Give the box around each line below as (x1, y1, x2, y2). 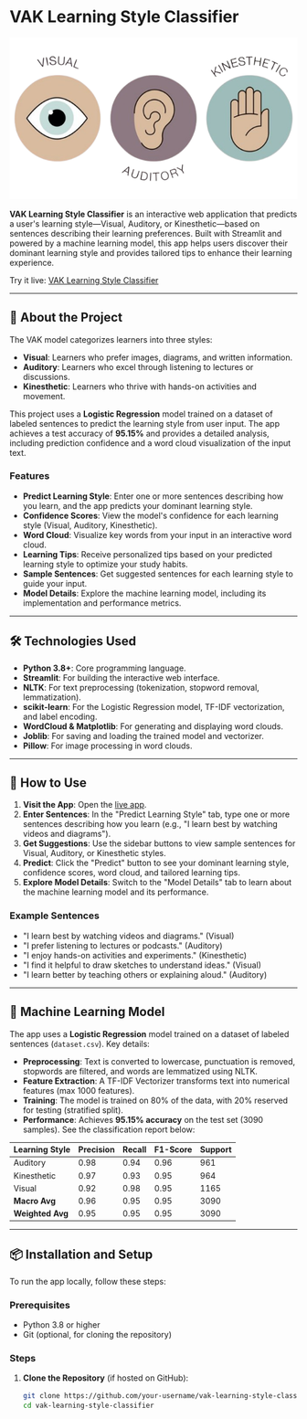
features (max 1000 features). (22, 1085, 135, 1096)
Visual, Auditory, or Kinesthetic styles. (22, 848, 166, 859)
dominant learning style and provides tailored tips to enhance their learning (9, 247, 292, 258)
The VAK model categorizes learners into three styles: (9, 334, 213, 344)
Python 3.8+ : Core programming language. (22, 662, 186, 673)
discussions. (22, 371, 70, 382)
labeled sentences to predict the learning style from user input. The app (9, 418, 281, 429)
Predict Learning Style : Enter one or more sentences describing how (22, 491, 284, 502)
